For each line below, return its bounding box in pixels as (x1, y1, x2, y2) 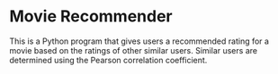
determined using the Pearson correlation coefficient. (9, 54, 208, 65)
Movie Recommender (9, 6, 173, 27)
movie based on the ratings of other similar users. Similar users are (9, 45, 258, 55)
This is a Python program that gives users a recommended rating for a (9, 36, 270, 46)
